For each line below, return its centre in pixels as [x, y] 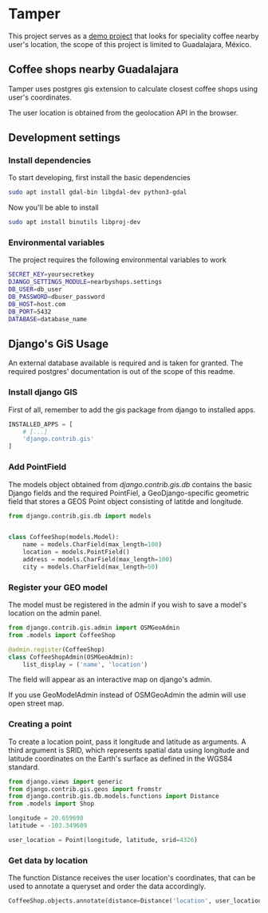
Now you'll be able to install [53, 207]
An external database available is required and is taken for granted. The [126, 363]
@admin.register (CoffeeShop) [57, 649]
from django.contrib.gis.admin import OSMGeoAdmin [94, 628]
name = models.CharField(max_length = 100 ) [92, 545]
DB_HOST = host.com [37, 304]
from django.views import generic [66, 781]
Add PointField [37, 467]
